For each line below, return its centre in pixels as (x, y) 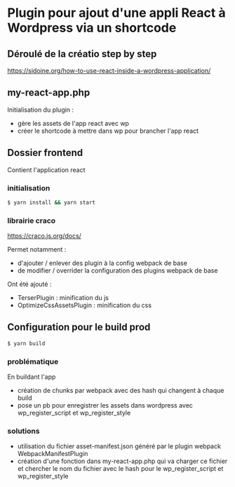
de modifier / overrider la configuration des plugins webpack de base (117, 271)
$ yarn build (26, 343)
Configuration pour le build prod (79, 327)
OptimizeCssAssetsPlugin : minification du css (85, 305)
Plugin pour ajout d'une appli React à (116, 13)
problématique (33, 361)
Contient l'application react (46, 169)
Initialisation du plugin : (41, 110)
